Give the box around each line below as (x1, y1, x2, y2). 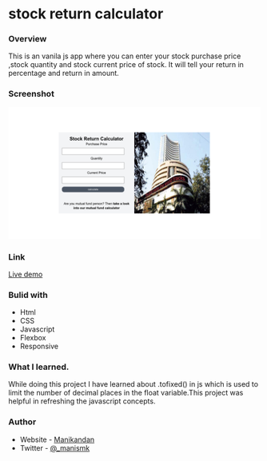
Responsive (19, 341, 58, 352)
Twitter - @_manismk (19, 443, 90, 452)
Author (8, 416, 37, 427)
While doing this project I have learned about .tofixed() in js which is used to (8, 380, 258, 389)
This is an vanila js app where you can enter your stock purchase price (8, 51, 241, 61)
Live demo (8, 269, 43, 279)
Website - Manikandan (19, 435, 95, 444)
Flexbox (19, 333, 46, 343)
